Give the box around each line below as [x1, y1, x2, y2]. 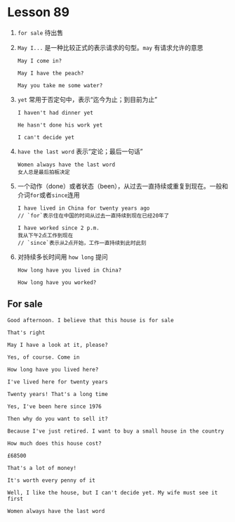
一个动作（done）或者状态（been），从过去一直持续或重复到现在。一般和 [17, 182, 229, 190]
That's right [7, 329, 46, 336]
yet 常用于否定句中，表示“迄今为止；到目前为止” [17, 95, 158, 103]
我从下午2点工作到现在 [17, 231, 74, 239]
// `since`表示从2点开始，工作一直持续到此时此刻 [17, 239, 147, 246]
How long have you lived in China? [17, 267, 122, 274]
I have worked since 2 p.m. [17, 224, 100, 231]
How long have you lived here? [7, 366, 99, 373]
